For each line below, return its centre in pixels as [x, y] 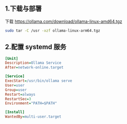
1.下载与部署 [23, 9]
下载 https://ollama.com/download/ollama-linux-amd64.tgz [63, 21]
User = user [15, 85]
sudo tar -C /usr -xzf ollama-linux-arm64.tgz [53, 31]
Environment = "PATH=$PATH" [31, 104]
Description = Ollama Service [33, 63]
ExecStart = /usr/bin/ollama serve [39, 81]
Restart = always [20, 94]
